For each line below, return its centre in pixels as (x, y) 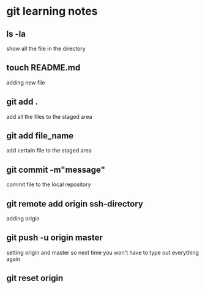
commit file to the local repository (49, 184)
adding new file (26, 82)
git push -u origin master (54, 238)
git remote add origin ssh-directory (75, 204)
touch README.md (43, 68)
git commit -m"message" (56, 170)
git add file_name (40, 136)
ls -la (16, 34)
